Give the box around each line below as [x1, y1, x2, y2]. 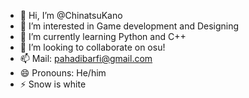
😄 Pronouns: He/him [19, 67, 107, 79]
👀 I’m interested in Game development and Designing [19, 20, 240, 32]
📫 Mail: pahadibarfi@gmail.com [19, 53, 153, 64]
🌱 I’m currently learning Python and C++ [19, 31, 187, 42]
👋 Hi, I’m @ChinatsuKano [19, 10, 123, 21]
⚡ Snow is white [19, 78, 87, 90]
